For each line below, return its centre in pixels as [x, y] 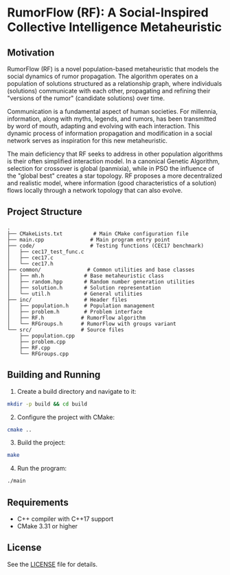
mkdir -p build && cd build [47, 404]
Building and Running [54, 375]
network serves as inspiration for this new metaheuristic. [88, 141]
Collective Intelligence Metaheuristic [115, 27]
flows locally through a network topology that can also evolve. [95, 190]
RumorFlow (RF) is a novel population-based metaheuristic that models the [113, 69]
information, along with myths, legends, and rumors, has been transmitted [112, 119]
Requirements [38, 502]
